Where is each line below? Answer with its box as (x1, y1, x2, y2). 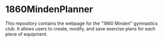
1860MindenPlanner (5, 4, 93, 15)
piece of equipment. (5, 31, 48, 37)
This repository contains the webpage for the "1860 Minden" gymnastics (5, 20, 158, 26)
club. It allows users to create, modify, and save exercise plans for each (5, 25, 156, 31)
